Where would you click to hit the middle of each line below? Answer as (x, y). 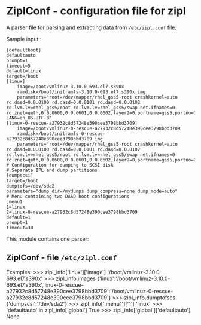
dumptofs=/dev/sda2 (31, 186)
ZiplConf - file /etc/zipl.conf (62, 258)
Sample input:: (24, 39)
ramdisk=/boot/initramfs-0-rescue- (61, 134)
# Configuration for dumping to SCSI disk (60, 165)
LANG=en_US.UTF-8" (29, 118)
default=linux (24, 71)
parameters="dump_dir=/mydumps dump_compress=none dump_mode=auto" (92, 191)
